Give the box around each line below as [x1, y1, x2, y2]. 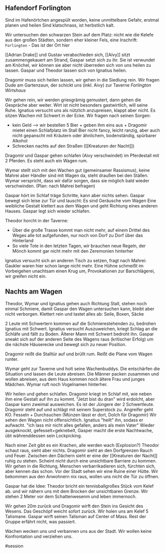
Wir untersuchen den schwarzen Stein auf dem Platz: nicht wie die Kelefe [5, 31, 154, 37]
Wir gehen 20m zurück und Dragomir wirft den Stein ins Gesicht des [5, 503, 143, 509]
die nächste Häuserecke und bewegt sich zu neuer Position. [5, 341, 127, 347]
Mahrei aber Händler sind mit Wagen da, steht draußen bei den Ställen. [5, 172, 149, 178]
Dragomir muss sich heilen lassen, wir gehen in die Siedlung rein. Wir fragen [5, 77, 160, 83]
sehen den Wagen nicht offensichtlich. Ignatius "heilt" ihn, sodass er [5, 417, 143, 423]
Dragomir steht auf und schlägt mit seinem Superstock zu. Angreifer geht [5, 407, 153, 412]
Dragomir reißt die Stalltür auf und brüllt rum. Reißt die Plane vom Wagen [5, 351, 153, 357]
